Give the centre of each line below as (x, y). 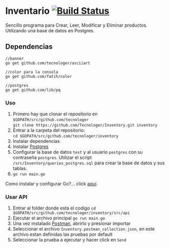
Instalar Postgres (30, 147)
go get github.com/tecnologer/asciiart (48, 63)
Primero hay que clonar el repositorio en (55, 114)
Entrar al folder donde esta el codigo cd (54, 208)
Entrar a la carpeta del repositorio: (49, 130)
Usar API (16, 197)
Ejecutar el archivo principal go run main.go (59, 218)
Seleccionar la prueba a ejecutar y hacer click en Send (69, 240)
